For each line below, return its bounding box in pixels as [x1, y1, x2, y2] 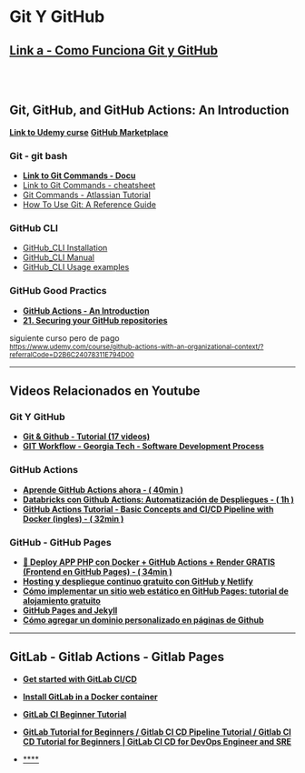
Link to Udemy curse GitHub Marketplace [9, 126, 169, 137]
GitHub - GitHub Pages [9, 536, 112, 548]
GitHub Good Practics [9, 285, 107, 297]
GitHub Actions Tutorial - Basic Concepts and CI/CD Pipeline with [22, 503, 274, 515]
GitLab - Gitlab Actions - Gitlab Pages [9, 649, 225, 665]
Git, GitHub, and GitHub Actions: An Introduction [9, 103, 290, 118]
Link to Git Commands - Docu [22, 170, 136, 181]
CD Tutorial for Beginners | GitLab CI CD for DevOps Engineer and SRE [22, 736, 292, 747]
